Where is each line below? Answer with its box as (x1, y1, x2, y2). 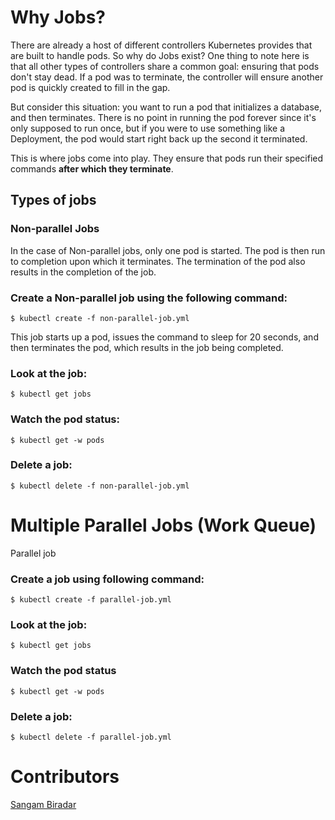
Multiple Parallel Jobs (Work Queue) (10, 514, 317, 536)
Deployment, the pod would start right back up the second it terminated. (10, 132, 308, 145)
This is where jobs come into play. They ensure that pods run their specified (10, 152, 324, 164)
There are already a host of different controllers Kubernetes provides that (10, 39, 313, 51)
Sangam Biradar (10, 798, 77, 810)
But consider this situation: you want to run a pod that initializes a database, (10, 101, 322, 113)
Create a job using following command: (10, 572, 205, 586)
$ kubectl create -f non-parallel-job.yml (10, 313, 190, 323)
